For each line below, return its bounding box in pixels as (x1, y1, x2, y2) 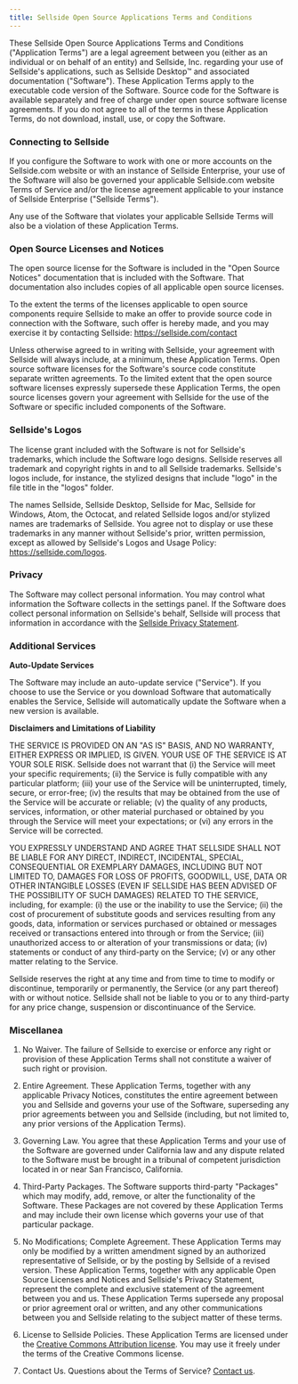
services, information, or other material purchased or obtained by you (9, 807, 264, 817)
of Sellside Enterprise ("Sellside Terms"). (9, 193, 159, 204)
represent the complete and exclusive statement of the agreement (21, 1284, 265, 1295)
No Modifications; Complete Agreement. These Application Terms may (21, 1236, 282, 1248)
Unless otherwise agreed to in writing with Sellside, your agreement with (9, 345, 276, 356)
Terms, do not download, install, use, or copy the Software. (9, 113, 226, 124)
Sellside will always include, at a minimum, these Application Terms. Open (9, 354, 280, 365)
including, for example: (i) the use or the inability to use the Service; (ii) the (9, 899, 283, 910)
